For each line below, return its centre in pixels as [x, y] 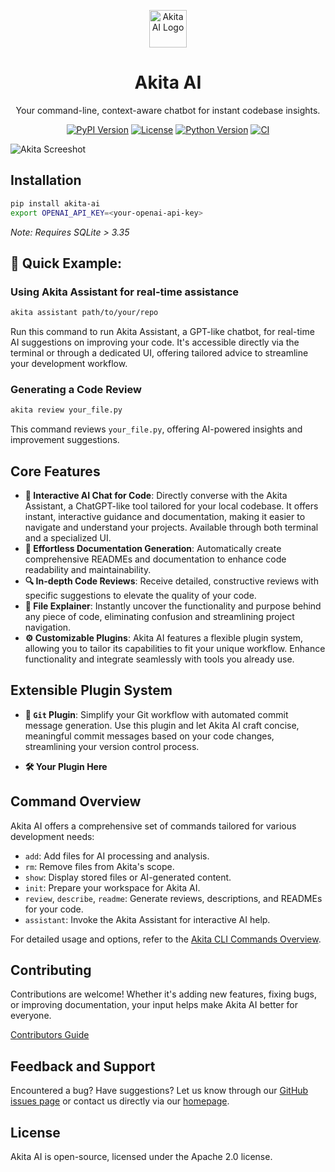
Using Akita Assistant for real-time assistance [125, 292]
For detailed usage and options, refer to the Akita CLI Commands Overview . [166, 939]
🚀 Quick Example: [66, 263]
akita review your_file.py [66, 410]
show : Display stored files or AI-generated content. [128, 877]
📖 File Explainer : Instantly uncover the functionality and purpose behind [173, 606]
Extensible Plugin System [91, 690]
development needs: [52, 836]
